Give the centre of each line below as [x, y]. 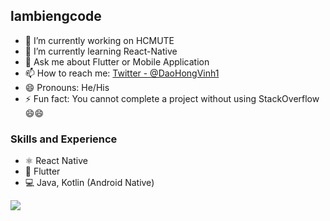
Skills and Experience [64, 139]
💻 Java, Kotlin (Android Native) [89, 183]
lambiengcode [56, 16]
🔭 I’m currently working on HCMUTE [99, 40]
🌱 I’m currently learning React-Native [101, 51]
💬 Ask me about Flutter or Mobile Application [117, 61]
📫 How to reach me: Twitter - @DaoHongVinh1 [122, 73]
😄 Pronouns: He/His [67, 87]
